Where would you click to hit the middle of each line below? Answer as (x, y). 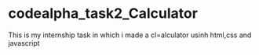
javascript (24, 43)
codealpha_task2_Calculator (103, 14)
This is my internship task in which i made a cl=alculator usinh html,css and (130, 35)
